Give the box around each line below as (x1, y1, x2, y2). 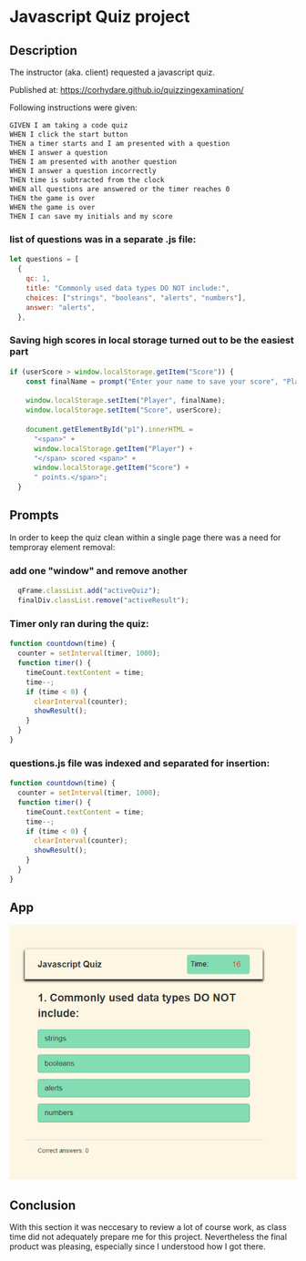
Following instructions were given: (9, 102, 138, 113)
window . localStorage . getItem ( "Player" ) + (33, 444, 194, 453)
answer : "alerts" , (25, 302, 96, 312)
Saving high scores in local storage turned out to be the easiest (9, 334, 294, 347)
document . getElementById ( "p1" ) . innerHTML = (25, 425, 194, 434)
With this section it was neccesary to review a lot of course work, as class (9, 1222, 287, 1233)
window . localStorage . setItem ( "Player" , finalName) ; (25, 396, 226, 405)
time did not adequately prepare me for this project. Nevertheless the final (9, 1232, 288, 1243)
